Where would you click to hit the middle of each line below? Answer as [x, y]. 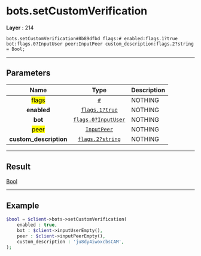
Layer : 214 [20, 28]
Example [23, 205]
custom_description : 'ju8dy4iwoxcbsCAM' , [71, 242]
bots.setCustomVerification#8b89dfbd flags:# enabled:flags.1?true [92, 38]
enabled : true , [37, 225]
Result [19, 167]
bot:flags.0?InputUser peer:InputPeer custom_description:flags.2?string [100, 44]
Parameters [28, 73]
